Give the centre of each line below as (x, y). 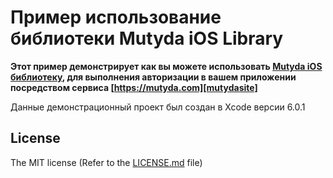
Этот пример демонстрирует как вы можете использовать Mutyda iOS (166, 66)
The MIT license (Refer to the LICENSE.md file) (106, 162)
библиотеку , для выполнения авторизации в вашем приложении (153, 77)
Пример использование (116, 17)
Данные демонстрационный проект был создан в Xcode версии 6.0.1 (158, 107)
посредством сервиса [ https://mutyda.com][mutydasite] (134, 87)
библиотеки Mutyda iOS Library (147, 38)
